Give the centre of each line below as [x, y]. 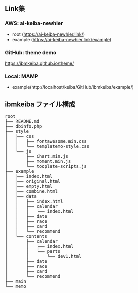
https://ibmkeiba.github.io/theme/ [40, 63]
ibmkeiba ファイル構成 [40, 104]
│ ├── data [21, 196]
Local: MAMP [22, 76]
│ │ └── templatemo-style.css [47, 146]
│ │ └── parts [33, 251]
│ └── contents [26, 236]
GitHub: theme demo [31, 52]
